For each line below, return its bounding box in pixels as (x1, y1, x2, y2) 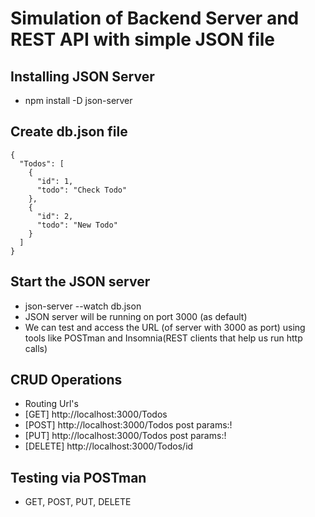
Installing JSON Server (10, 68, 155, 85)
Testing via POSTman (10, 469, 147, 486)
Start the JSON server (10, 273, 151, 291)
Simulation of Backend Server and (10, 7, 300, 30)
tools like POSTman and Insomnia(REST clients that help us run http (24, 332, 303, 344)
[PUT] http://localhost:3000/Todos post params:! (24, 430, 227, 442)
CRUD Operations (10, 372, 123, 389)
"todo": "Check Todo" (36, 185, 128, 195)
